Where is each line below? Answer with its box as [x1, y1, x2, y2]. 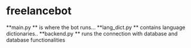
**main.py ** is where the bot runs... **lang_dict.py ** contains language [6, 24, 186, 31]
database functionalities [6, 36, 66, 43]
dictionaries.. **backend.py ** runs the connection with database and [6, 30, 178, 37]
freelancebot [6, 4, 72, 18]
